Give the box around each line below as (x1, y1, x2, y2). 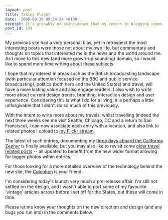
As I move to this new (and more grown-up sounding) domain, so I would (5, 55, 156, 61)
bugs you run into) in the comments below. (5, 209, 94, 215)
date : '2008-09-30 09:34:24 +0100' (5, 16, 80, 21)
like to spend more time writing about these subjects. (5, 61, 115, 67)
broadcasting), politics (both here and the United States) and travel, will (5, 81, 153, 87)
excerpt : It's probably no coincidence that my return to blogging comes (5, 21, 163, 26)
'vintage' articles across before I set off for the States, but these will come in (5, 189, 163, 195)
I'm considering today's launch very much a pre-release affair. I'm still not (5, 178, 158, 184)
